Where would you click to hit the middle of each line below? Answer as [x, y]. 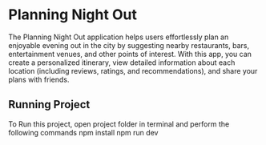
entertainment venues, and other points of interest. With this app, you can [130, 54]
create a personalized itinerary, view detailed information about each [122, 62]
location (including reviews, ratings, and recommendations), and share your [133, 70]
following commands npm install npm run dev [83, 132]
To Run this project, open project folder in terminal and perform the [119, 124]
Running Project [49, 105]
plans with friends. [39, 79]
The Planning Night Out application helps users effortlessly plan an [119, 37]
